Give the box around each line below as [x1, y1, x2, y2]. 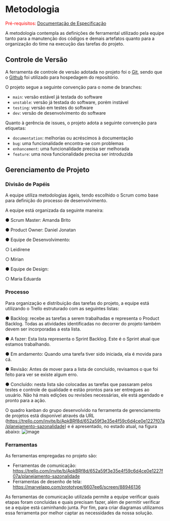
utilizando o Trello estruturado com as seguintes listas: [5, 305, 119, 311]
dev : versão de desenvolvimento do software [12, 110, 106, 116]
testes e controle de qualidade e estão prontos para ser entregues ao [5, 387, 150, 393]
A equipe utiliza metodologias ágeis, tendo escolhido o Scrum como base [5, 192, 158, 198]
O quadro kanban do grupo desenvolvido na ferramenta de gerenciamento [5, 407, 161, 413]
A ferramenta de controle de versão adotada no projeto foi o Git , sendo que [5, 69, 163, 75]
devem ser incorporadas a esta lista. [5, 326, 81, 332]
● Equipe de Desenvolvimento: [5, 236, 70, 243]
